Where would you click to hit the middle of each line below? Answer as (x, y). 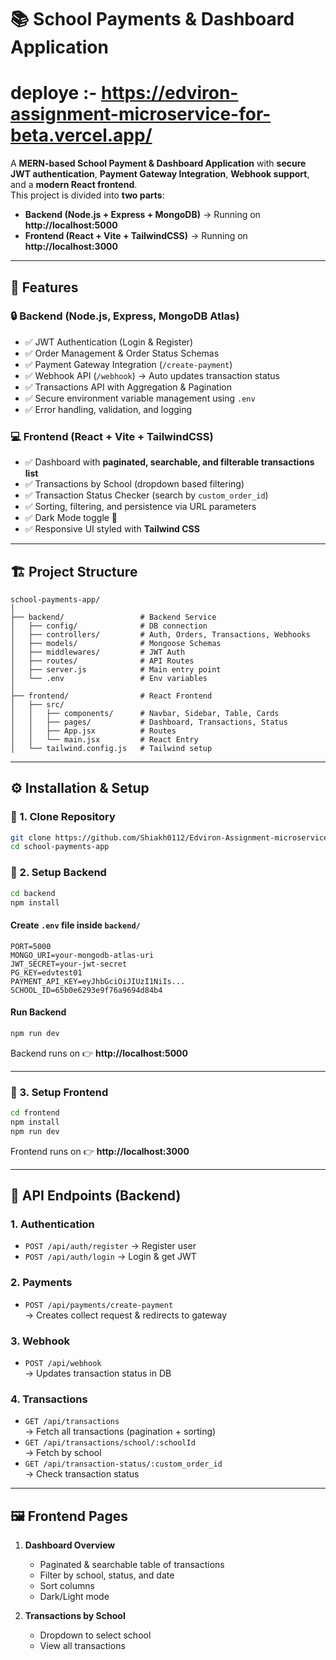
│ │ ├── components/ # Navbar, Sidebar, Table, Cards (145, 713)
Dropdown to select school (95, 1635)
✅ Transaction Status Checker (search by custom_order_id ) (146, 495)
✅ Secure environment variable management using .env (140, 398)
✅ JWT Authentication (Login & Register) (108, 342)
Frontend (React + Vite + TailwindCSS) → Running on (136, 236)
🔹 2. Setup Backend (58, 873)
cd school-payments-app (60, 847)
